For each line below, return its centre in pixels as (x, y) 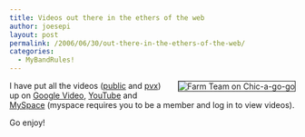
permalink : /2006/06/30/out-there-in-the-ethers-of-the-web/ (128, 43)
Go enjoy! (27, 122)
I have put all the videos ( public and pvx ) (85, 86)
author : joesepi (40, 26)
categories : (32, 52)
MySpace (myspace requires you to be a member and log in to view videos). (152, 105)
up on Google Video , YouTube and (74, 95)
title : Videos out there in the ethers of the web (107, 18)
